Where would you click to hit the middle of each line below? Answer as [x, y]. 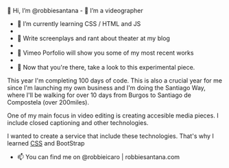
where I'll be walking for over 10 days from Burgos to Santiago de [99, 95]
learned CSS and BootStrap [46, 143]
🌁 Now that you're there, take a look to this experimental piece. [106, 67]
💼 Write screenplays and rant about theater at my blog [93, 38]
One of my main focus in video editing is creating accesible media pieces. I [113, 115]
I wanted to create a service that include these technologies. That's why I [111, 136]
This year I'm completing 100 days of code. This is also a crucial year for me [115, 81]
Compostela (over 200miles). [48, 102]
